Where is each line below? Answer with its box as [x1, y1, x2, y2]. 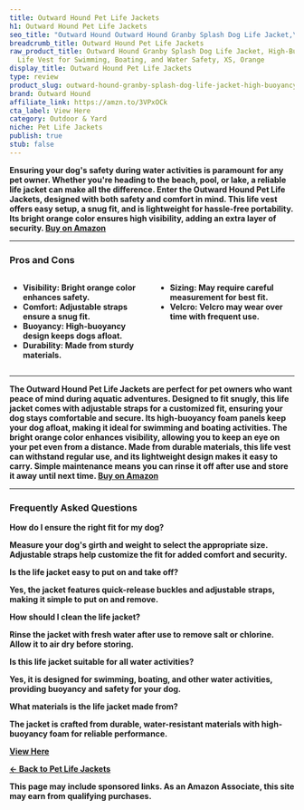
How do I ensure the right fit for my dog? [9, 522, 165, 533]
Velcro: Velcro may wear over [169, 301, 283, 313]
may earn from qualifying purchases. [9, 791, 152, 802]
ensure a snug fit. [22, 311, 90, 322]
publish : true [9, 132, 63, 141]
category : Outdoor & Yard [9, 114, 107, 123]
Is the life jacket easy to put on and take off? [9, 567, 179, 578]
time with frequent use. [169, 311, 260, 322]
